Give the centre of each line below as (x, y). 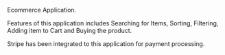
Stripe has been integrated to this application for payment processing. (106, 44)
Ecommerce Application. (42, 10)
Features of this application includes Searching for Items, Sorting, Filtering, (113, 23)
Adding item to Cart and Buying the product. (70, 31)
